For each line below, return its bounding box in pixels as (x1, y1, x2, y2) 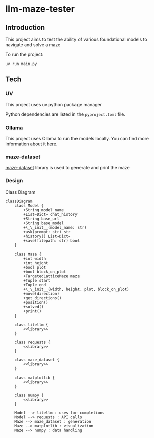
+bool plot (23, 265, 46, 270)
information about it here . (5, 141, 58, 147)
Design (5, 177, 23, 184)
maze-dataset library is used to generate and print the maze (5, 165, 130, 171)
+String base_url (23, 216, 59, 221)
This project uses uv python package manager (5, 101, 102, 107)
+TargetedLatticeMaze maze (23, 273, 80, 279)
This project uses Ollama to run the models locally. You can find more (5, 135, 149, 141)
